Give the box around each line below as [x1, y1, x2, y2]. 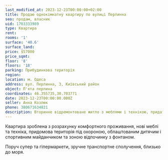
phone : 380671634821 [5, 105, 48, 110]
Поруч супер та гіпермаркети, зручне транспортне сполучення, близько [5, 143, 161, 149]
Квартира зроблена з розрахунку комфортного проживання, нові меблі [5, 123, 158, 129]
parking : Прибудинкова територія [5, 68, 75, 73]
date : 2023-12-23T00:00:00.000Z [5, 95, 72, 100]
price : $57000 [5, 49, 35, 54]
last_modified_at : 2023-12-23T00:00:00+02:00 [5, 7, 101, 12]
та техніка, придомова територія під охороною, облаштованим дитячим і [5, 128, 161, 134]
